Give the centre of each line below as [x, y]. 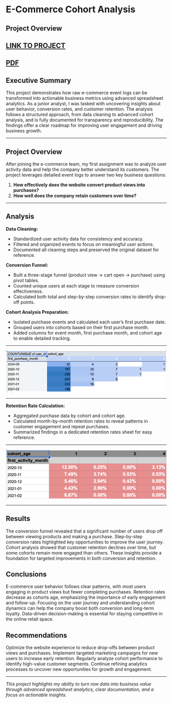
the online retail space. [30, 619]
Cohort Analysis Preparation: [38, 312]
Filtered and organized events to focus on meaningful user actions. [84, 244]
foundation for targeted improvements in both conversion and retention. [81, 558]
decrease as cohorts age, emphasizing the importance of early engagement [86, 598]
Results [18, 519]
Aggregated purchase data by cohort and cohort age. [69, 415]
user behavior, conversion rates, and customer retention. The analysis [79, 109]
